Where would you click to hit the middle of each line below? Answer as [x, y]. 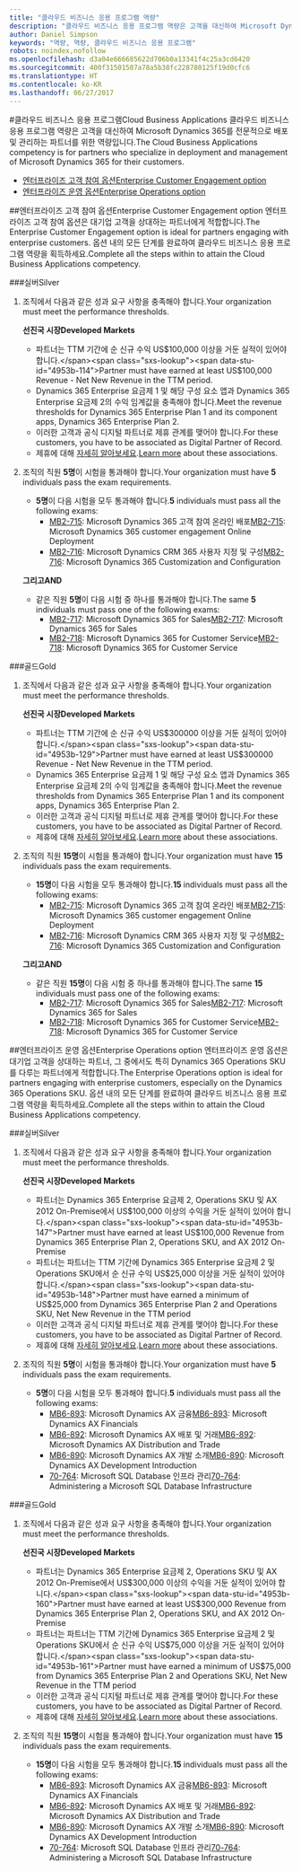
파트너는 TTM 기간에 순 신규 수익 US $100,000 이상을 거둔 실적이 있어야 [161, 349]
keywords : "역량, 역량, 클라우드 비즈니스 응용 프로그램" [103, 43]
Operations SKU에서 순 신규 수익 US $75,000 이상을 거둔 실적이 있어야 [160, 1645]
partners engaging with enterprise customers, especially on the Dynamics [146, 1082]
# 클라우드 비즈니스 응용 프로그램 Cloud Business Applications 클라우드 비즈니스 [149, 119]
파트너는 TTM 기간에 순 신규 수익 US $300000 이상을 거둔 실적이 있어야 [161, 733]
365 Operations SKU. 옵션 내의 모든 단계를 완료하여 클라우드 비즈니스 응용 [140, 1093]
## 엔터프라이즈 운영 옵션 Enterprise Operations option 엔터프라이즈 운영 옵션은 [149, 1050]
